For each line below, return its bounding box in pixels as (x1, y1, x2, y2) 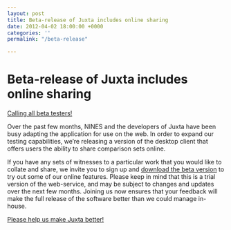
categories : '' (7, 29, 51, 37)
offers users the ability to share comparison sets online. (7, 144, 166, 153)
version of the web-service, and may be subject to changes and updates (7, 180, 214, 189)
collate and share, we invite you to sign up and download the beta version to (7, 165, 225, 173)
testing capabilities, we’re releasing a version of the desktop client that (7, 137, 209, 146)
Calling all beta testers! (7, 109, 73, 117)
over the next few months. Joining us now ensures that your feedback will (7, 187, 218, 195)
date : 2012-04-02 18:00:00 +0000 (7, 23, 104, 30)
